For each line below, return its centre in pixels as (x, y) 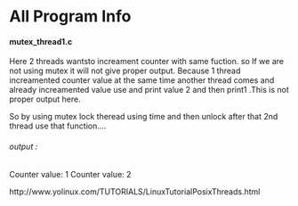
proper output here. (45, 99)
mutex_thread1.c (41, 41)
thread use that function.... (58, 126)
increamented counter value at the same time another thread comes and (142, 80)
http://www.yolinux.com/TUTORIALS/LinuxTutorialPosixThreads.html (135, 191)
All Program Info (70, 16)
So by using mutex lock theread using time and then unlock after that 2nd (144, 117)
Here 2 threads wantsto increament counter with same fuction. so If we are (147, 62)
